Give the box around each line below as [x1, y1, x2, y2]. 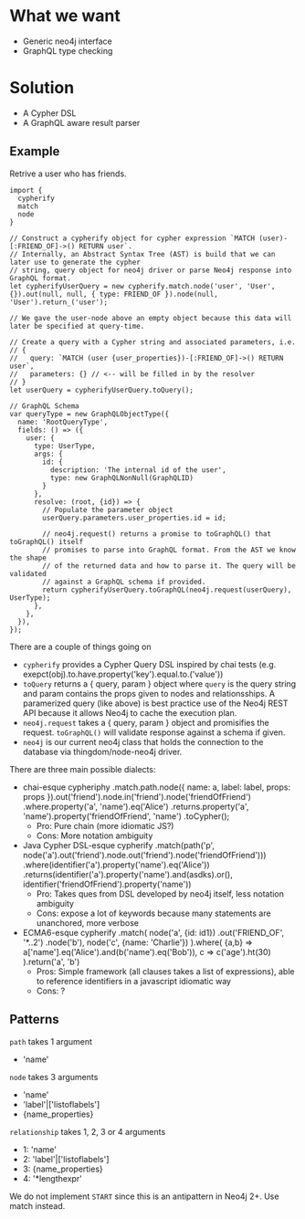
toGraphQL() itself [9, 537, 84, 546]
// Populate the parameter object [42, 505, 174, 514]
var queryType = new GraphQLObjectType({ [9, 409, 170, 418]
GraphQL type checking [22, 45, 113, 56]
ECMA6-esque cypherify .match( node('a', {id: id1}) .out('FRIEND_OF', [22, 927, 285, 938]
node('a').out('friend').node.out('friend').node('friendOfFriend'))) [22, 849, 267, 860]
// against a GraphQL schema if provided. [42, 577, 206, 586]
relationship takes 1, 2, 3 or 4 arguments [9, 1126, 166, 1137]
